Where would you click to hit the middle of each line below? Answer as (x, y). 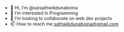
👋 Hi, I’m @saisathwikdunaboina (44, 8)
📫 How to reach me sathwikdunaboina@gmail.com (64, 24)
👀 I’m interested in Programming (44, 13)
